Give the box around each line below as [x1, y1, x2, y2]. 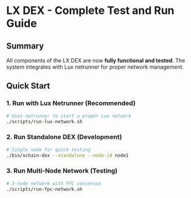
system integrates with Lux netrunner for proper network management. [6, 63, 184, 70]
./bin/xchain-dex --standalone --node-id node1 [6, 152, 129, 159]
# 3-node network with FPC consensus [6, 180, 102, 186]
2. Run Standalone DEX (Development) [6, 133, 122, 142]
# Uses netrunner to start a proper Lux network [6, 113, 132, 119]
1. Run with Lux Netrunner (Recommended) [6, 99, 136, 108]
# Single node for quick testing [6, 146, 91, 152]
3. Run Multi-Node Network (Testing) [6, 166, 118, 175]
